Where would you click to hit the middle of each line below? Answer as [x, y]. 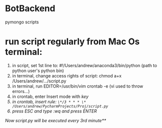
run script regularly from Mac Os [72, 42]
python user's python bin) [38, 71]
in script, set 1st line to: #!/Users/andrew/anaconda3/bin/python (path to [84, 65]
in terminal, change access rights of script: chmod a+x [67, 75]
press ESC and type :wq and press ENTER [54, 111]
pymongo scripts [22, 22]
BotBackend [30, 9]
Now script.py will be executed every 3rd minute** [55, 120]
